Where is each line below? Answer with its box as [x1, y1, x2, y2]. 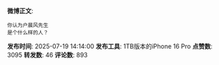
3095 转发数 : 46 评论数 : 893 [7, 51, 88, 59]
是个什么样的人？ [7, 29, 49, 36]
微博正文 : [7, 7, 34, 15]
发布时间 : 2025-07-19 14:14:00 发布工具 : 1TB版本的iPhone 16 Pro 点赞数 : [7, 42, 213, 50]
